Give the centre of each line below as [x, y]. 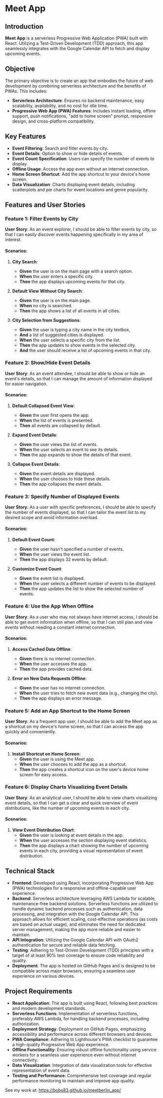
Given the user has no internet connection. [62, 688]
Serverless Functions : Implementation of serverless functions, [75, 1013]
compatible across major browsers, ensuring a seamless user [74, 971]
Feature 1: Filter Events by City [42, 219]
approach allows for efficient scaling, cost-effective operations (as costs [85, 919]
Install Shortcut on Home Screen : [46, 754]
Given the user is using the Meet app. [57, 759]
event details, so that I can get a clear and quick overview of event [72, 803]
